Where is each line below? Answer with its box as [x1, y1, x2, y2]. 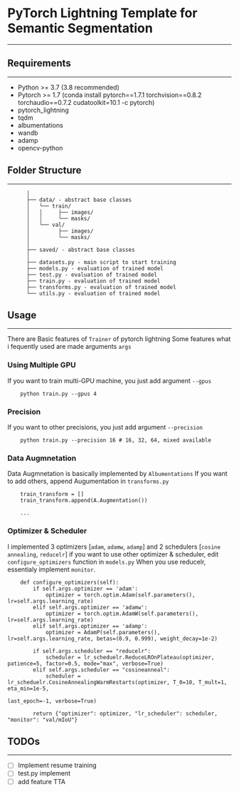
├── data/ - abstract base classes [26, 196, 132, 203]
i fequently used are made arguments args [7, 342, 132, 351]
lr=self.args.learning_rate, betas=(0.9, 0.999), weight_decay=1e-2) [7, 635, 218, 642]
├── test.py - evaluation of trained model [26, 271, 158, 278]
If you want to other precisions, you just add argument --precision [7, 422, 203, 431]
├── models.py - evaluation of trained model [26, 265, 164, 272]
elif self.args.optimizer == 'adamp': [33, 622, 148, 629]
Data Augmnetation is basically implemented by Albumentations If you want [7, 469, 228, 478]
